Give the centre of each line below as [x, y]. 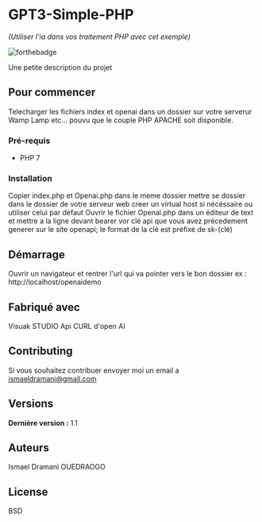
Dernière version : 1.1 [43, 423]
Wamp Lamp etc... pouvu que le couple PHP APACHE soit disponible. [121, 120]
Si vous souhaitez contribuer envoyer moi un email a [94, 370]
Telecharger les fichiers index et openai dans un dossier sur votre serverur [130, 111]
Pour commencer [52, 93]
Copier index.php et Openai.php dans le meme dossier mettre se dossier [127, 195]
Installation [31, 178]
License [28, 491]
